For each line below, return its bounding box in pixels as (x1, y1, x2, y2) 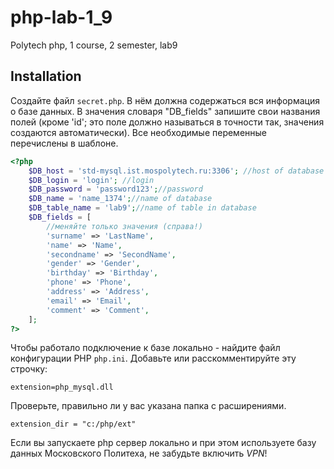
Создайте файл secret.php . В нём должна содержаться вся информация (10, 94, 320, 106)
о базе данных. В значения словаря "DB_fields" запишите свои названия (10, 105, 321, 117)
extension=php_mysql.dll (10, 382, 114, 393)
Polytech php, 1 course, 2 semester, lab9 (10, 39, 178, 51)
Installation (10, 68, 82, 85)
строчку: (10, 363, 48, 375)
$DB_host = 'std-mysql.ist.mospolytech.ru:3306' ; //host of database (28, 166, 325, 176)
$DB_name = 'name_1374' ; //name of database (28, 194, 213, 204)
